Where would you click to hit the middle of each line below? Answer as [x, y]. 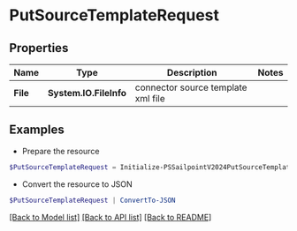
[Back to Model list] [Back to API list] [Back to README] [110, 217]
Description [192, 73]
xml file [150, 98]
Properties [39, 48]
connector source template [191, 87]
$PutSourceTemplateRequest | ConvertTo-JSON [92, 200]
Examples [37, 130]
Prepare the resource [61, 151]
